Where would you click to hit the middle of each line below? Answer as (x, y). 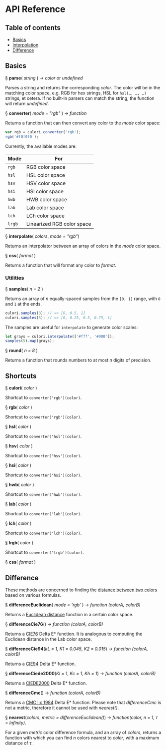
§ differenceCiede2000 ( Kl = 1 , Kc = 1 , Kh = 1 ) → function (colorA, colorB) (81, 673)
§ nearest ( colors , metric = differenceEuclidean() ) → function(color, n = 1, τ (82, 717)
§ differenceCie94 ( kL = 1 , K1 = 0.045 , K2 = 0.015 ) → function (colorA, (77, 649)
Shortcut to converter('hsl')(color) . (43, 436)
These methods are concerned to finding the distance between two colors (81, 590)
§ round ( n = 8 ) (22, 351)
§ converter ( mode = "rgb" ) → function (46, 113)
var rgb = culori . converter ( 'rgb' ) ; (43, 132)
